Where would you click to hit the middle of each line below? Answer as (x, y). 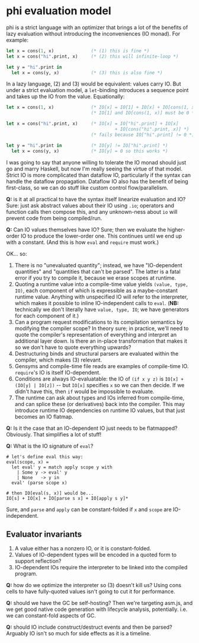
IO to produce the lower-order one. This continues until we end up (101, 236)
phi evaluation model (59, 11)
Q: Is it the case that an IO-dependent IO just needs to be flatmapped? (92, 428)
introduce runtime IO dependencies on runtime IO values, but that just (100, 410)
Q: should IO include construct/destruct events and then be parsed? (89, 627)
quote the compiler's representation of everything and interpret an (95, 334)
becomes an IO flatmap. (44, 416)
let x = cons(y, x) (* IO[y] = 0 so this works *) (90, 151)
